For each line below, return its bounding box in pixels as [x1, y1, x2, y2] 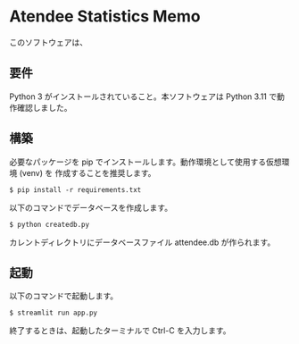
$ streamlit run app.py [9, 308, 98, 318]
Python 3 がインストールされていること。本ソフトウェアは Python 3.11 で [9, 91, 278, 102]
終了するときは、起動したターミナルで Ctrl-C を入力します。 [9, 325, 231, 336]
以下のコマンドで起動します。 [9, 290, 119, 301]
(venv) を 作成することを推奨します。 [19, 167, 156, 178]
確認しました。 [16, 102, 72, 113]
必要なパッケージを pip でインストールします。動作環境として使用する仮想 [9, 156, 283, 167]
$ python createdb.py [9, 220, 90, 229]
